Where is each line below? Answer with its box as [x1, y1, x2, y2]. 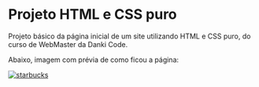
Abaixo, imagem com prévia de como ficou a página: [8, 55, 179, 64]
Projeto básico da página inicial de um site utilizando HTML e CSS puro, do [8, 31, 251, 41]
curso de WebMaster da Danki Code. [8, 39, 128, 49]
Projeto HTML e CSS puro [8, 5, 177, 24]
